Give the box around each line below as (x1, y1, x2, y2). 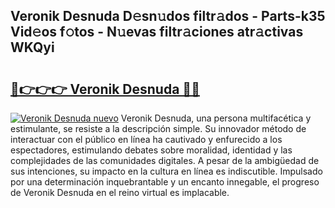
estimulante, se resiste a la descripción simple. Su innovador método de (10, 123, 307, 134)
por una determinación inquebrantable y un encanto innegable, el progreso (10, 176, 320, 188)
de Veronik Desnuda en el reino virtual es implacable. (10, 187, 230, 198)
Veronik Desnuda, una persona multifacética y (120, 112, 312, 124)
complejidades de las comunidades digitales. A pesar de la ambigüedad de (10, 155, 320, 166)
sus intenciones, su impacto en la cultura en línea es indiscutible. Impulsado (10, 165, 323, 177)
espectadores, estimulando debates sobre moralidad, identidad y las (10, 144, 293, 156)
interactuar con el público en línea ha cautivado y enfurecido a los (10, 134, 283, 145)
